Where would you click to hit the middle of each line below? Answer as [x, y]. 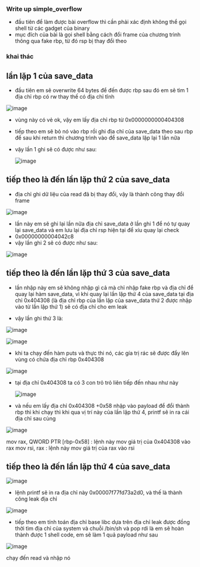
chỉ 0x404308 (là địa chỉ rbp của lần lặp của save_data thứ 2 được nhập [103, 300]
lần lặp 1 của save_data [50, 76]
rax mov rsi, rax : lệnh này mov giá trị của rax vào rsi [70, 448]
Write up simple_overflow [44, 9]
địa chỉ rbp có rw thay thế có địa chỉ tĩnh [64, 97]
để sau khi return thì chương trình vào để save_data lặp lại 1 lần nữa [97, 138]
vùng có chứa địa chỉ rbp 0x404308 [59, 359]
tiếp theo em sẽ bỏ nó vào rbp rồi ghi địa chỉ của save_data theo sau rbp [104, 132]
